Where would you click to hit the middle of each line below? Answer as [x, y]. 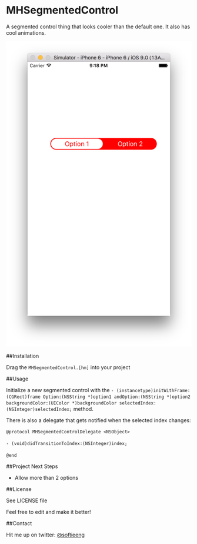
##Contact [19, 523]
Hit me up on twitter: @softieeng [46, 535]
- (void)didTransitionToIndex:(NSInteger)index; [67, 443]
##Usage [17, 379]
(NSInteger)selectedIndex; [39, 409]
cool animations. [26, 32]
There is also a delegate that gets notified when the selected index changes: [98, 420]
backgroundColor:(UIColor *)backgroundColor [61, 403]
